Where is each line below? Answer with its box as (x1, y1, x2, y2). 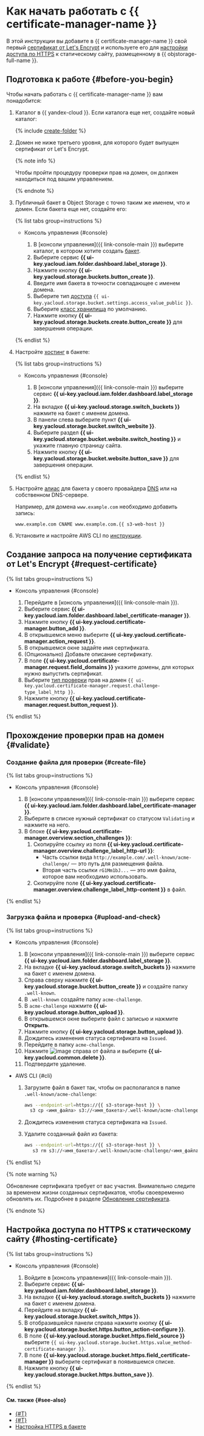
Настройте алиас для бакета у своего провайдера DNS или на (15, 485, 177, 492)
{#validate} (6, 740, 50, 750)
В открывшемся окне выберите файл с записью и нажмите (24, 1015, 178, 1022)
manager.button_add (24, 625, 79, 632)
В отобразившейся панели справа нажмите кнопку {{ (24, 1319, 164, 1327)
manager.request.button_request (24, 701, 110, 708)
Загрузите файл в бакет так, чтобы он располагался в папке (24, 1084, 180, 1091)
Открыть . (24, 1021, 50, 1028)
